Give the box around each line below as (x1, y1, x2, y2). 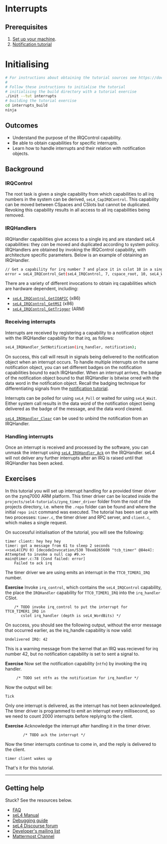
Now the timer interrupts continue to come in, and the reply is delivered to (5, 741, 157, 747)
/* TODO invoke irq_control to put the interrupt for (14, 604, 128, 609)
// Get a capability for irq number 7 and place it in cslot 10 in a (5, 267, 153, 272)
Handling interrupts (5, 433, 54, 440)
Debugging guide (12, 817, 48, 823)
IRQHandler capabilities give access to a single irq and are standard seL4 (5, 236, 155, 242)
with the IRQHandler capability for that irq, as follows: (5, 335, 114, 341)
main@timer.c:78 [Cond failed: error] (5, 556, 85, 561)
